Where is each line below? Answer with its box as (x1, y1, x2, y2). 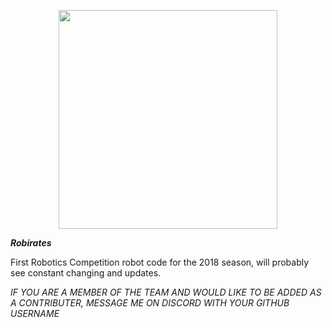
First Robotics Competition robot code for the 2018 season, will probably (10, 256, 310, 268)
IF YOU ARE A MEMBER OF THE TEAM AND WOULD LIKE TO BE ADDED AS (10, 286, 322, 298)
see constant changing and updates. (10, 267, 162, 279)
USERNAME (10, 308, 60, 319)
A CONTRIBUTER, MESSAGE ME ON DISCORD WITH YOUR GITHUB (10, 297, 290, 309)
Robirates (10, 237, 52, 249)
